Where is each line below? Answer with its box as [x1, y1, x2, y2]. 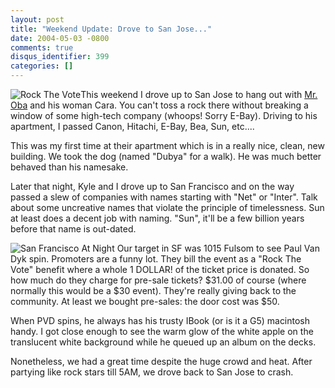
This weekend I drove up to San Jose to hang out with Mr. [80, 89, 318, 100]
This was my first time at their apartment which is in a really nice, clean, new [10, 140, 325, 151]
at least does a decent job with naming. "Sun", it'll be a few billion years [10, 212, 305, 224]
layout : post [10, 14, 65, 25]
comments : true [10, 42, 74, 53]
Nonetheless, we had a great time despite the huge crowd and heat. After [10, 356, 313, 367]
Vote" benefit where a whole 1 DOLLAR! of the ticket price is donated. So [10, 264, 310, 275]
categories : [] [10, 61, 74, 71]
